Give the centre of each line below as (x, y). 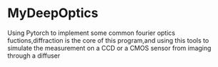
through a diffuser (34, 56)
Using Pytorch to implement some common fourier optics (92, 33)
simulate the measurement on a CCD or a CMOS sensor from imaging (109, 48)
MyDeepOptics (53, 13)
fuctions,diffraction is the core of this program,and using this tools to (108, 40)
